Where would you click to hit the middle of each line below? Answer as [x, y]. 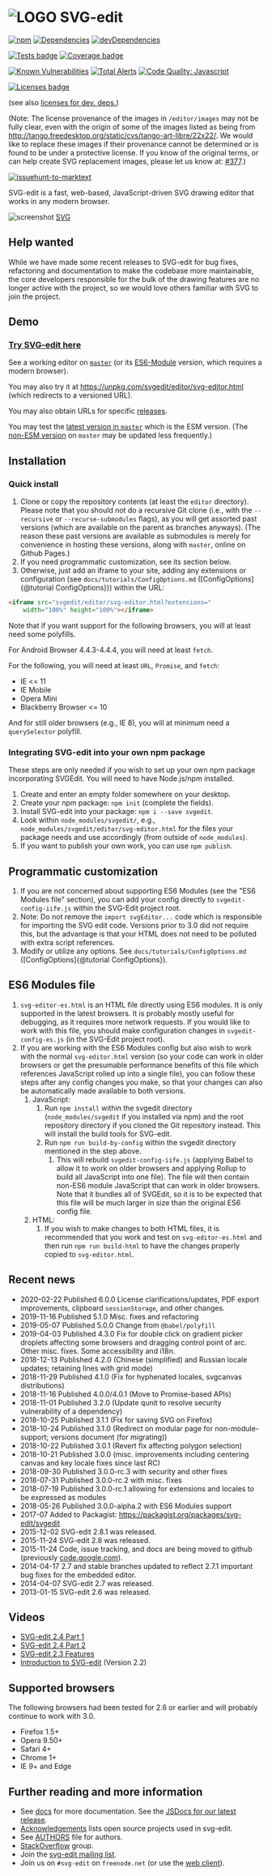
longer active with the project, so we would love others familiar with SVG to [134, 288]
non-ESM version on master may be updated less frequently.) [110, 435]
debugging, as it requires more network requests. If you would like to [135, 1021]
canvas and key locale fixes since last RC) [90, 1463]
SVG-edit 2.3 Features [57, 1654]
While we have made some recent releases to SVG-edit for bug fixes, [123, 262]
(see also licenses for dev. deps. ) [64, 102]
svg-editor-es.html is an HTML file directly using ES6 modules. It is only [141, 1004]
